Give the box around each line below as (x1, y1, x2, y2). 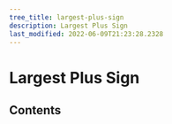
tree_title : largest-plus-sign (9, 12, 124, 22)
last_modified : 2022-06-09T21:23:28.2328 (9, 29, 164, 38)
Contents (9, 103, 62, 118)
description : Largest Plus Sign (9, 21, 128, 30)
